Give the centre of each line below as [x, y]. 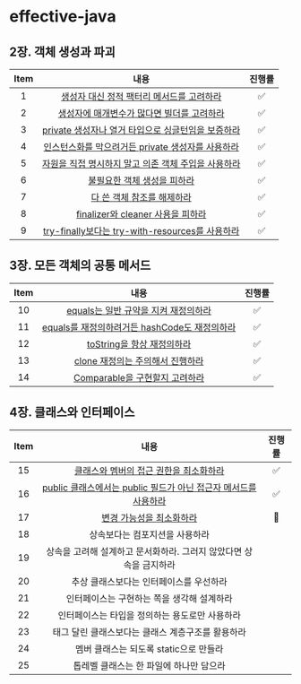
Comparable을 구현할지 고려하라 [139, 377]
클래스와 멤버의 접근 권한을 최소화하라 [150, 471]
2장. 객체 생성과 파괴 [63, 52]
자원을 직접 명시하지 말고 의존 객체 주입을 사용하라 [141, 164]
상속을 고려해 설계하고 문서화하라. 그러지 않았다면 [144, 551]
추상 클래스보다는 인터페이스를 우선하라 [149, 582]
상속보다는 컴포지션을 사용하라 [150, 534]
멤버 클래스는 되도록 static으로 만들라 [149, 649]
